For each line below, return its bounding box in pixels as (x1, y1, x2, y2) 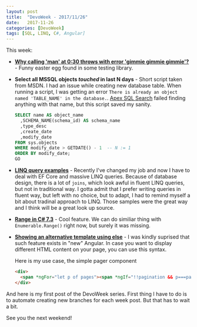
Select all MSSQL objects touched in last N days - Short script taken (14, 76, 182, 83)
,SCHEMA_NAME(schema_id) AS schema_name (20, 118, 121, 124)
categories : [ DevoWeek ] (6, 25, 65, 31)
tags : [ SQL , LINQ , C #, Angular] (6, 31, 85, 37)
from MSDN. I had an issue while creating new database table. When (14, 82, 182, 89)
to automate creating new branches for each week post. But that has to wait (6, 296, 190, 303)
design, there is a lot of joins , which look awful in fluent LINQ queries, (14, 179, 185, 186)
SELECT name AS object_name (14, 113, 84, 118)
